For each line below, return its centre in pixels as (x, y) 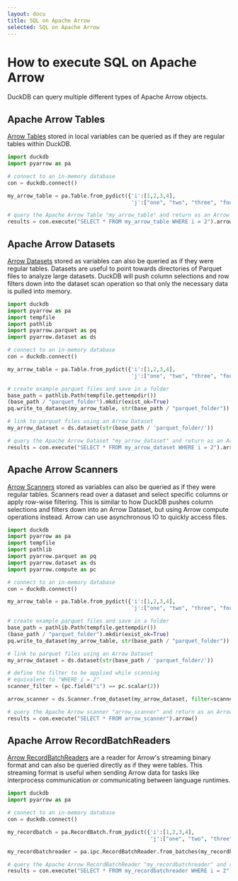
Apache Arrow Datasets (61, 244)
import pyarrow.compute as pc (52, 569)
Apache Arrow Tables (56, 119)
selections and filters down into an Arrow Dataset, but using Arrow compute (118, 509)
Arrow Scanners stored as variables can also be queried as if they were (112, 486)
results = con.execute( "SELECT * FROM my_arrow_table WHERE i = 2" (109, 222)
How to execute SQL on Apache (102, 62)
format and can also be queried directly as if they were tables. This (105, 765)
